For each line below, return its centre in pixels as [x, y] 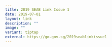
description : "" [22, 23]
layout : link [19, 19]
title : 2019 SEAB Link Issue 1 [37, 10]
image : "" [15, 28]
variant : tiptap [22, 32]
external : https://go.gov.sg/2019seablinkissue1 [56, 37]
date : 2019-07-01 [23, 14]
